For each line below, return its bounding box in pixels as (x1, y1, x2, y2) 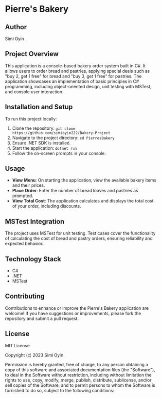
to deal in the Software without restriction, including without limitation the (5, 372, 152, 378)
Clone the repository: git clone (12, 125, 75, 131)
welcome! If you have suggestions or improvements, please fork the (5, 310, 141, 316)
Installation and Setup (5, 103, 73, 111)
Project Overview (5, 50, 59, 58)
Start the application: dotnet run (12, 145, 77, 151)
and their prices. (12, 182, 45, 188)
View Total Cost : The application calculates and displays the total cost (12, 198, 154, 204)
